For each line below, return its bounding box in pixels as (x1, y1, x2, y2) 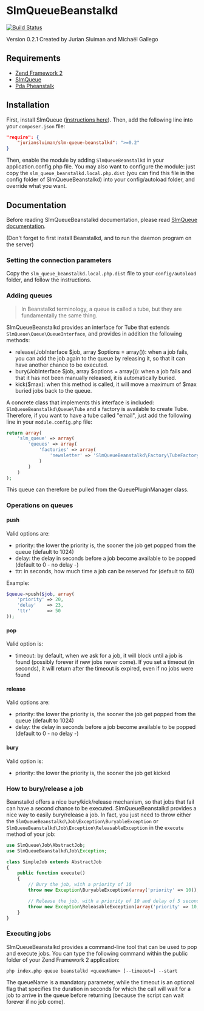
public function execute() (17, 870, 86, 876)
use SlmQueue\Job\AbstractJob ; (6, 842, 86, 848)
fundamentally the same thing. (21, 311, 98, 319)
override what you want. (6, 182, 67, 190)
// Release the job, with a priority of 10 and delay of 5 (28, 898, 181, 904)
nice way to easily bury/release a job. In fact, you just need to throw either (6, 811, 191, 818)
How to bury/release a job (6, 784, 84, 793)
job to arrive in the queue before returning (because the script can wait (6, 992, 184, 999)
